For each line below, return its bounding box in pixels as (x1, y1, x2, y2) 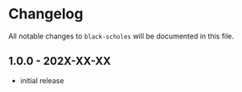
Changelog (8, 5, 84, 23)
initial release (19, 75, 64, 85)
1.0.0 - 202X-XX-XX (8, 54, 111, 68)
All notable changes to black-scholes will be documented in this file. (8, 31, 235, 41)
